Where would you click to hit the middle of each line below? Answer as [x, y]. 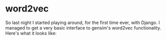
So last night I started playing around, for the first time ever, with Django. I [83, 22]
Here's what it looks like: [31, 33]
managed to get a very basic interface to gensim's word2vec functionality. [83, 27]
